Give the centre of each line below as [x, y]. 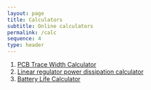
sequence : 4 [24, 39]
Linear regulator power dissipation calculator [80, 72]
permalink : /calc [32, 32]
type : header [26, 45]
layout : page [26, 13]
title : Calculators [35, 20]
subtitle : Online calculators [50, 26]
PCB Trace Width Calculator [57, 64]
